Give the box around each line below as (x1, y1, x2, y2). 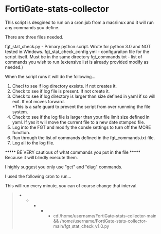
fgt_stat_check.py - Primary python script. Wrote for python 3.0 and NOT (5, 43, 151, 49)
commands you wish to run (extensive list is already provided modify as (5, 59, 149, 65)
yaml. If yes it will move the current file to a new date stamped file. (12, 119, 145, 125)
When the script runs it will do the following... (5, 73, 96, 79)
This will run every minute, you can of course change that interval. (5, 182, 138, 188)
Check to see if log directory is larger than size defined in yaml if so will (12, 93, 156, 99)
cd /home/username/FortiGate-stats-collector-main (53, 213, 157, 218)
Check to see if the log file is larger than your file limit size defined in (12, 114, 150, 120)
